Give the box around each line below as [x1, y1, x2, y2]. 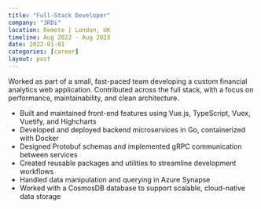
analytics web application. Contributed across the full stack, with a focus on [8, 85, 254, 94]
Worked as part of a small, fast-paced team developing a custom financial [8, 76, 248, 86]
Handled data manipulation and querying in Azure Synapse [19, 175, 211, 184]
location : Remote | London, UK [8, 26, 111, 34]
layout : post [8, 56, 51, 63]
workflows [19, 166, 54, 176]
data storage [19, 191, 61, 200]
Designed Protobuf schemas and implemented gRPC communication [19, 142, 242, 151]
